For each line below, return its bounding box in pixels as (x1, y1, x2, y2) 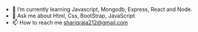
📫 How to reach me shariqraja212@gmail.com (12, 19, 128, 26)
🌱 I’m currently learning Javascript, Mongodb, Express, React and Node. (12, 6, 193, 13)
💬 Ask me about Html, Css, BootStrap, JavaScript (12, 12, 135, 19)
